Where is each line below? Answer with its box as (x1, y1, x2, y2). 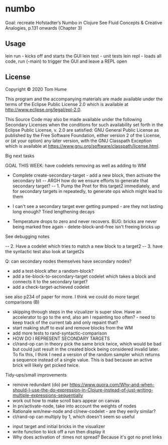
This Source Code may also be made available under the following (5, 116, 142, 122)
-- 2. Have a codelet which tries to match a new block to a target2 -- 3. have (5, 243, 163, 249)
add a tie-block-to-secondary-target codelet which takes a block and (12, 273, 156, 279)
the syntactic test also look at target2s (5, 248, 84, 254)
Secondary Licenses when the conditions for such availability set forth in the (5, 122, 163, 128)
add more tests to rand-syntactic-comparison (12, 330, 107, 336)
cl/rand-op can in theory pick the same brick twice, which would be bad (12, 341, 161, 347)
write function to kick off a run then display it (12, 428, 105, 434)
